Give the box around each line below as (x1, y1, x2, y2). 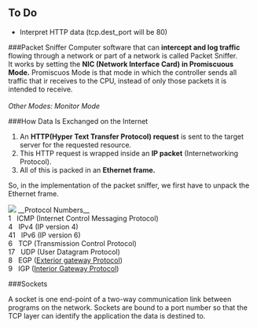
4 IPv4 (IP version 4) (8, 222, 79, 231)
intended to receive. (8, 84, 73, 94)
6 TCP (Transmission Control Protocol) (8, 238, 138, 248)
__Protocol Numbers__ (17, 205, 90, 214)
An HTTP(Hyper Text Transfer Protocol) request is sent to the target (19, 132, 244, 141)
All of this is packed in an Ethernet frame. (19, 165, 156, 174)
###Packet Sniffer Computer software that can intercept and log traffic (8, 43, 240, 52)
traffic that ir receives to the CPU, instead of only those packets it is (8, 76, 227, 85)
